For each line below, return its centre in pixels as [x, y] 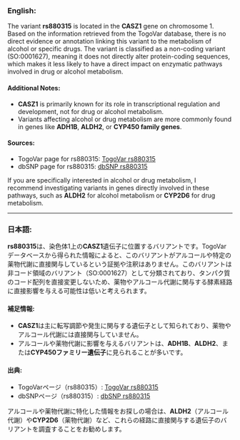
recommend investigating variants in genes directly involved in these [108, 188]
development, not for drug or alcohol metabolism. [91, 111]
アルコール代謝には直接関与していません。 [80, 334]
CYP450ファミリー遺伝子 [69, 352]
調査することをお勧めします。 [82, 429]
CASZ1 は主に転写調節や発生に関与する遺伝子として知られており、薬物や [124, 326]
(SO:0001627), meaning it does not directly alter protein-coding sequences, [119, 56]
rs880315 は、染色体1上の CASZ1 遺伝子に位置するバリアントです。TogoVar [117, 246]
